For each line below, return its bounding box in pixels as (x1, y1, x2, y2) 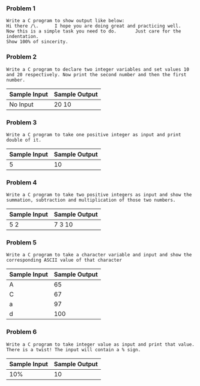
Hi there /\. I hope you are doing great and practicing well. (6, 23, 181, 29)
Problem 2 (6, 53, 37, 61)
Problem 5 (6, 238, 37, 247)
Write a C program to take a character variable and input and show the (6, 252, 192, 258)
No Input (9, 100, 34, 109)
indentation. (6, 34, 39, 40)
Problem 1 (6, 4, 36, 13)
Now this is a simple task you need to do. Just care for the (6, 28, 181, 34)
